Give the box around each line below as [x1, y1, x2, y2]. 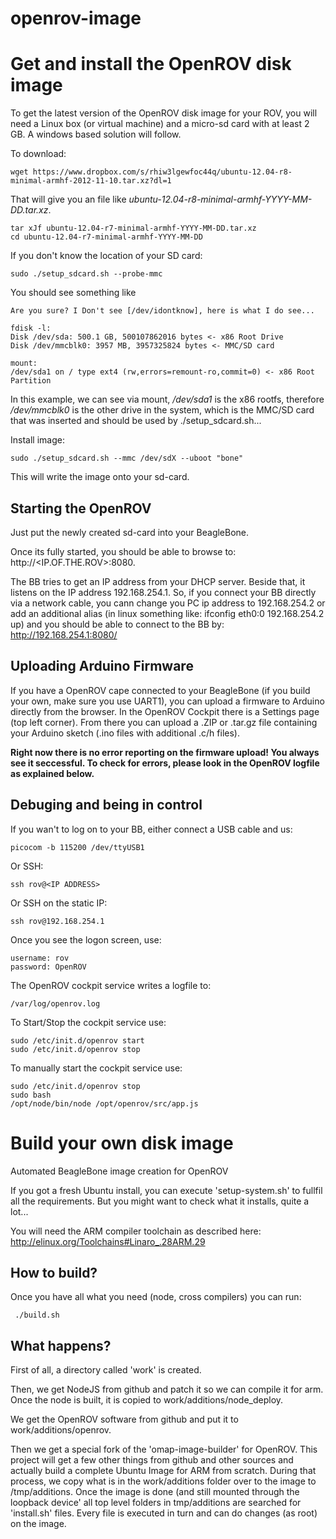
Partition [10, 376, 52, 386]
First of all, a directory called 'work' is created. [10, 1364, 202, 1376]
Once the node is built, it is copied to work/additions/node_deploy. [10, 1394, 284, 1406]
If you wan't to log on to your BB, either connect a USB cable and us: [10, 823, 293, 835]
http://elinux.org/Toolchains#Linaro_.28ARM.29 [10, 1235, 206, 1247]
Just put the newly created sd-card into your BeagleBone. [10, 526, 250, 538]
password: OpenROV [10, 962, 87, 972]
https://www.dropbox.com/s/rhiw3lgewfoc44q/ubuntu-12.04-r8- [32, 167, 293, 177]
